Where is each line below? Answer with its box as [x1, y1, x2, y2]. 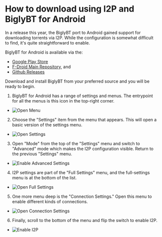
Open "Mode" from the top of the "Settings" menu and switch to [12, 140, 140, 146]
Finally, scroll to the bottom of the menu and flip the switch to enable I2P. [12, 217, 158, 223]
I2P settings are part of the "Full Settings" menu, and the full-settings [12, 169, 150, 175]
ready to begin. [5, 83, 35, 89]
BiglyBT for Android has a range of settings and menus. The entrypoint [12, 93, 153, 99]
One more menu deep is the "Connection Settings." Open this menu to [12, 193, 152, 199]
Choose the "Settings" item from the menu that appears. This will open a [12, 117, 157, 122]
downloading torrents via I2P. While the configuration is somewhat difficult [5, 35, 154, 41]
